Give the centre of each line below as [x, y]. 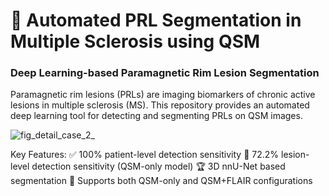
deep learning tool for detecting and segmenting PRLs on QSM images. [156, 116]
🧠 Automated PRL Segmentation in [156, 20]
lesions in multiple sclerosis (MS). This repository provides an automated [160, 105]
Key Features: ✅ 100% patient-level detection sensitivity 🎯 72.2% [145, 155]
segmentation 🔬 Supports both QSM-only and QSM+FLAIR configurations [161, 181]
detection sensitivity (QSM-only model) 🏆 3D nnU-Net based [158, 166]
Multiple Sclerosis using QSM [135, 41]
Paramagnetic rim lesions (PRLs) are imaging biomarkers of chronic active [163, 95]
